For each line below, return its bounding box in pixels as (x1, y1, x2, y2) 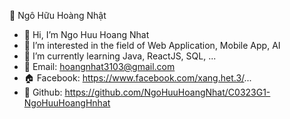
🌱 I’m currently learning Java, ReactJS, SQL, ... (23, 50, 217, 62)
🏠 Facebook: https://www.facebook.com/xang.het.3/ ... (23, 72, 252, 84)
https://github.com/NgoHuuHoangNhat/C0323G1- (64, 86, 271, 98)
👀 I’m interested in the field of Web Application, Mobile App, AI (23, 40, 281, 51)
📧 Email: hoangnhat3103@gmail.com (23, 61, 176, 72)
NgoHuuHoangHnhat (23, 97, 111, 109)
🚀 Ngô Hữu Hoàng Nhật (9, 10, 107, 21)
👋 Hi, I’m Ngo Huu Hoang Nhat (23, 29, 150, 40)
